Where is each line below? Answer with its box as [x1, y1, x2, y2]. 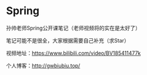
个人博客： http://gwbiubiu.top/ [6, 62, 81, 69]
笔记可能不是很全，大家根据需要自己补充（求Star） [6, 37, 129, 44]
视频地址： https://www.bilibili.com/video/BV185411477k [6, 49, 141, 57]
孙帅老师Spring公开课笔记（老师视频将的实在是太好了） [6, 24, 141, 31]
